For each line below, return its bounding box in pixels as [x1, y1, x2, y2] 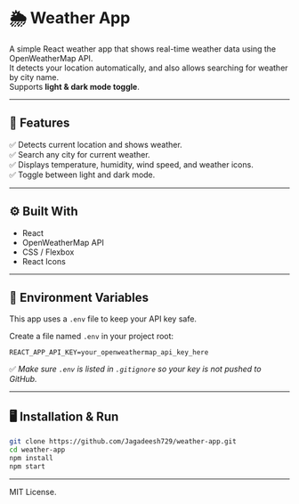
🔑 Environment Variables [9, 289, 149, 305]
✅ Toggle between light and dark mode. [9, 169, 156, 180]
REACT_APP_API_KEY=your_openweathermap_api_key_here [9, 348, 209, 357]
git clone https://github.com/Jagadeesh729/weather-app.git [9, 437, 238, 446]
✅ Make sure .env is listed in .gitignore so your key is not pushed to [9, 363, 262, 375]
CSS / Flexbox [21, 247, 75, 257]
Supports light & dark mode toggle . [9, 81, 140, 92]
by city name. [9, 71, 60, 82]
